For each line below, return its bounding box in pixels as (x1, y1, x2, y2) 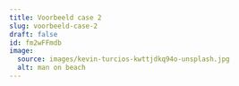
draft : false (9, 30, 58, 39)
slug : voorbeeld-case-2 (9, 21, 98, 30)
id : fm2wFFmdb (9, 38, 63, 47)
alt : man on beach (17, 64, 87, 73)
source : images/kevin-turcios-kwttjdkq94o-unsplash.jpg (17, 55, 230, 64)
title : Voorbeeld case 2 (9, 13, 102, 22)
